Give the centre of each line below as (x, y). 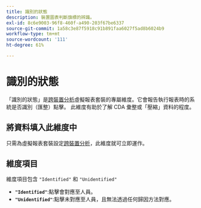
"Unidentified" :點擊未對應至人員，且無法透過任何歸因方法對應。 (95, 199)
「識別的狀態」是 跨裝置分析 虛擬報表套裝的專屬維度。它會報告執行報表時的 (98, 99)
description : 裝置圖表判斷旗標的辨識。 (50, 17)
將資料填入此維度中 (42, 128)
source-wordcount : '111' (37, 39)
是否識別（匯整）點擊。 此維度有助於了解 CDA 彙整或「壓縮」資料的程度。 (103, 107)
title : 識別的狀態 (27, 12)
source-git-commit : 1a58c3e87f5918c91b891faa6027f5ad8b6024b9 (85, 28)
